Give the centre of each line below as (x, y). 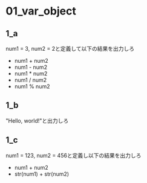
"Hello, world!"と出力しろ (37, 120)
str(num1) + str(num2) (42, 174)
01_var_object (41, 11)
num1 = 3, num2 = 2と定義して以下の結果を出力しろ (70, 49)
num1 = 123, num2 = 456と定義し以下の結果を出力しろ (73, 155)
